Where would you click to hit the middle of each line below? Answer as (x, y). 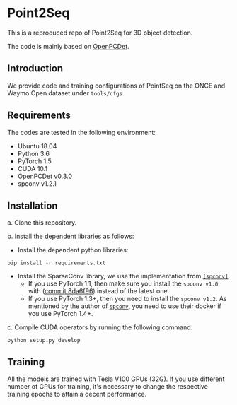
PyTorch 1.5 (34, 161)
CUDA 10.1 (33, 168)
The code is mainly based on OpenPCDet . (68, 46)
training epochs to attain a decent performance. (77, 394)
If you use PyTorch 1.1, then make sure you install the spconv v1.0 (123, 283)
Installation (33, 205)
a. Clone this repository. (42, 223)
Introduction (35, 69)
